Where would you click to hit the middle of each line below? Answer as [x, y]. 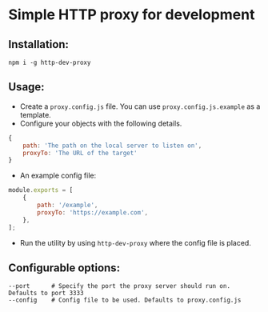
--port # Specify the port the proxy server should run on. [119, 286]
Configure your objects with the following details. [101, 123]
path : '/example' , [68, 206]
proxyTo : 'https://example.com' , [93, 212]
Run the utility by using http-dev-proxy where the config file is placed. [136, 242]
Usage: [27, 87]
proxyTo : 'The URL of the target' [80, 153]
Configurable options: [64, 268]
